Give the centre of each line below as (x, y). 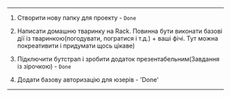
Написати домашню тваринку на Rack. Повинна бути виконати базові (120, 31)
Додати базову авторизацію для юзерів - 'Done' (88, 79)
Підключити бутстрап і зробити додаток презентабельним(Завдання (118, 59)
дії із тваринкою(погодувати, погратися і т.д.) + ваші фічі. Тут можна (118, 38)
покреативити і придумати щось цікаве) (76, 46)
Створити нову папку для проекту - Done (76, 18)
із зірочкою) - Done (44, 66)
